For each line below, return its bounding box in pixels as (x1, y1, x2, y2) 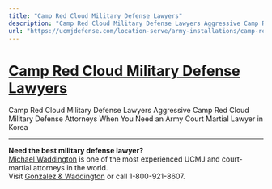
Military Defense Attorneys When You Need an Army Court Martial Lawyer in (8, 114, 264, 124)
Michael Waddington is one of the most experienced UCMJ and (8, 154, 220, 164)
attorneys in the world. (32, 163, 108, 173)
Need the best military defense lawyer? (8, 146, 144, 156)
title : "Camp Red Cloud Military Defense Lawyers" (8, 11, 183, 20)
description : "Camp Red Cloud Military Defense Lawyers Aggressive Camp (8, 19, 259, 27)
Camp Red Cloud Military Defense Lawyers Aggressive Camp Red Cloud (8, 106, 249, 115)
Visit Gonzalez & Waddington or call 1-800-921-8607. (8, 171, 186, 182)
